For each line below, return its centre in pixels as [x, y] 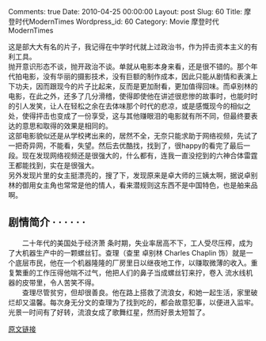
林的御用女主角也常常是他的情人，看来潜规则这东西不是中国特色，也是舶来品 [133, 185]
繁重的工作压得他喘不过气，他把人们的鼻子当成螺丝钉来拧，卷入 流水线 [130, 272]
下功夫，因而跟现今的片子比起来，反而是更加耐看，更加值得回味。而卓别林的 [133, 86]
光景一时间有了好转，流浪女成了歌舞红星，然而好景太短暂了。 [109, 312]
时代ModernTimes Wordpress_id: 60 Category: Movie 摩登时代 [117, 21]
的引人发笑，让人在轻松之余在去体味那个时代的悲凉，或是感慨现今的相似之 [129, 106]
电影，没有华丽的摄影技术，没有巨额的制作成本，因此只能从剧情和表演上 [140, 76]
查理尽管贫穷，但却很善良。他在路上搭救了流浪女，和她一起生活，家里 [136, 292]
